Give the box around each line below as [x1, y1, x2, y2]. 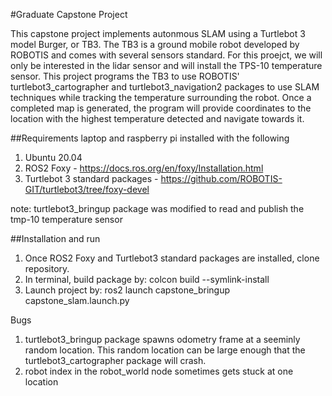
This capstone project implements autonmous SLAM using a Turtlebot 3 [10, 28, 306, 39]
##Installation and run [10, 233, 101, 244]
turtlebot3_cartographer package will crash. [24, 355, 207, 366]
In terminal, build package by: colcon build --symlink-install [24, 274, 270, 285]
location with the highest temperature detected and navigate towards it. [10, 113, 305, 124]
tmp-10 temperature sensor [10, 214, 123, 225]
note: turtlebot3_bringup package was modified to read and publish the [10, 203, 305, 214]
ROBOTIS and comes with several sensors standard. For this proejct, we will [10, 49, 323, 61]
